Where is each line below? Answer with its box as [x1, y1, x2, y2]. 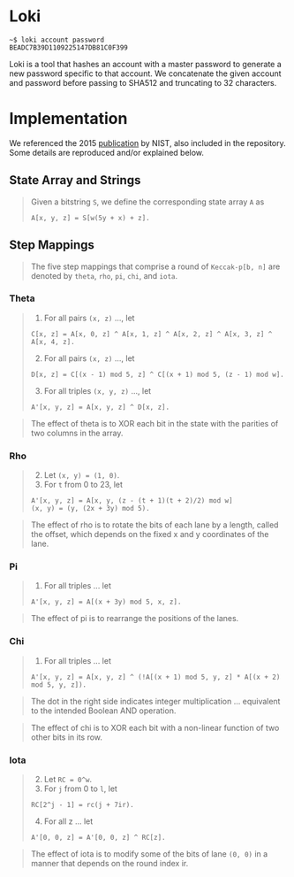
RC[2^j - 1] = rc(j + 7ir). [30, 800, 134, 809]
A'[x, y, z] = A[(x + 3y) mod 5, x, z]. [30, 597, 182, 607]
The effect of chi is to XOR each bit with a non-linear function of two [30, 722, 280, 733]
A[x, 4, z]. [30, 337, 75, 346]
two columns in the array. [30, 427, 124, 438]
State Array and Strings [9, 173, 141, 188]
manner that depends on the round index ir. [30, 858, 189, 868]
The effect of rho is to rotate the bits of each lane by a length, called [30, 519, 279, 530]
